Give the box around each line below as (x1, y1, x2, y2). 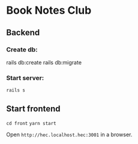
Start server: (6, 73, 44, 82)
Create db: (6, 45, 38, 54)
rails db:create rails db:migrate (6, 59, 82, 66)
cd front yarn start (6, 120, 56, 126)
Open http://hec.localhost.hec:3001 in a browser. (6, 131, 133, 138)
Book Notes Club (6, 4, 92, 17)
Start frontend (6, 103, 61, 114)
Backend (6, 27, 40, 38)
